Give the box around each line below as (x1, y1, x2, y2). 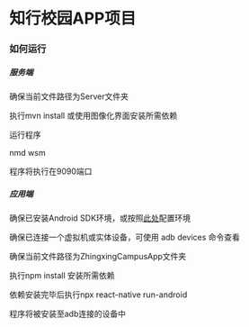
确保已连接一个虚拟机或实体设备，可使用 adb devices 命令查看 (9, 232, 241, 243)
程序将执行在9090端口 (9, 166, 93, 177)
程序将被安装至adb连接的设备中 (9, 308, 127, 320)
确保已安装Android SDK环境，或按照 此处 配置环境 (9, 213, 191, 223)
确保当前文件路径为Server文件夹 (9, 91, 129, 102)
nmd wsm (9, 148, 47, 159)
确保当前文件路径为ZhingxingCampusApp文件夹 (9, 251, 187, 262)
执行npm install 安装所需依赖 (9, 270, 115, 281)
